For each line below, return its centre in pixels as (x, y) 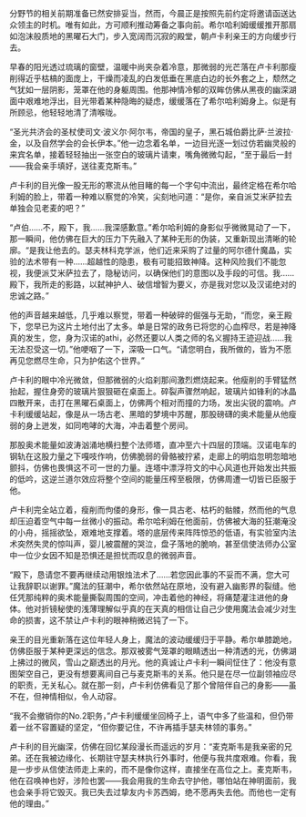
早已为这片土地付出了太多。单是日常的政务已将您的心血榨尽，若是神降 (165, 327)
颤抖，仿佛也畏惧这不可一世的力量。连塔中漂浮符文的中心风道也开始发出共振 (153, 468)
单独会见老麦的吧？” (47, 208)
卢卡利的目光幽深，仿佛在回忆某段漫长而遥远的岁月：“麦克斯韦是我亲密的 (147, 746)
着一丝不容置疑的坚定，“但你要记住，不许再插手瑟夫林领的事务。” (131, 727)
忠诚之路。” (30, 296)
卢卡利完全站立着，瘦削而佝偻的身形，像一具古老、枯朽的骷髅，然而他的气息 (153, 510)
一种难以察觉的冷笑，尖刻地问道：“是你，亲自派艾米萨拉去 (183, 197)
